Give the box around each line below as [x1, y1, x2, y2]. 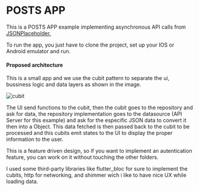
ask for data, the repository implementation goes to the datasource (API [6, 110, 182, 118]
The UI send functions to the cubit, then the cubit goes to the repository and [6, 104, 194, 111]
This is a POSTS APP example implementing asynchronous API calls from [6, 23, 186, 30]
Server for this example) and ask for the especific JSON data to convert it [6, 117, 186, 124]
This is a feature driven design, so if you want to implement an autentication [6, 147, 192, 155]
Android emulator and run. [6, 47, 71, 54]
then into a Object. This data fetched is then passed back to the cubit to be [6, 123, 190, 130]
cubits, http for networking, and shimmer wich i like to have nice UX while [6, 171, 186, 179]
